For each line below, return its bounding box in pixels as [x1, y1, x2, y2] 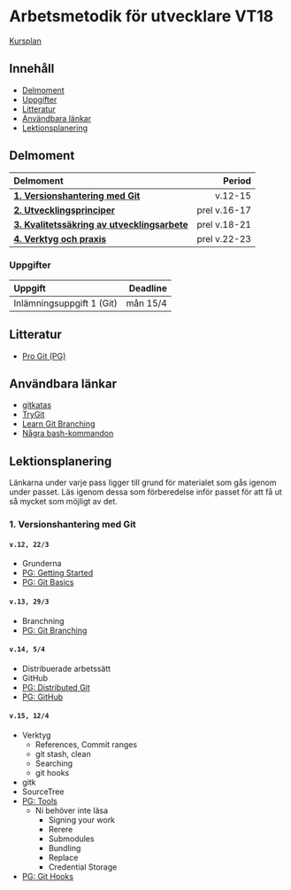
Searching [34, 758, 73, 769]
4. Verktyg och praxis [13, 232, 107, 245]
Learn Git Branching [21, 418, 96, 429]
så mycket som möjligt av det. [9, 496, 118, 507]
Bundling [48, 843, 81, 854]
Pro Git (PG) [21, 350, 66, 361]
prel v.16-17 [196, 204, 252, 216]
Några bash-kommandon [21, 428, 114, 439]
